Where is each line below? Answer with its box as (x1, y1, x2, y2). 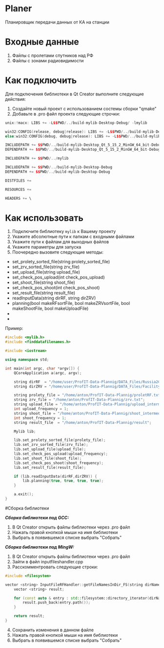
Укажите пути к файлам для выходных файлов (12, 239, 109, 245)
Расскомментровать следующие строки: (12, 564, 99, 570)
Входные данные (5, 36, 79, 47)
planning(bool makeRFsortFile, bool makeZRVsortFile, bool (12, 301, 130, 306)
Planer (5, 3, 32, 14)
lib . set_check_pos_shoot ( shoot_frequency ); (14, 461, 104, 465)
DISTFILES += (5, 178, 32, 183)
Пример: (5, 325, 23, 331)
